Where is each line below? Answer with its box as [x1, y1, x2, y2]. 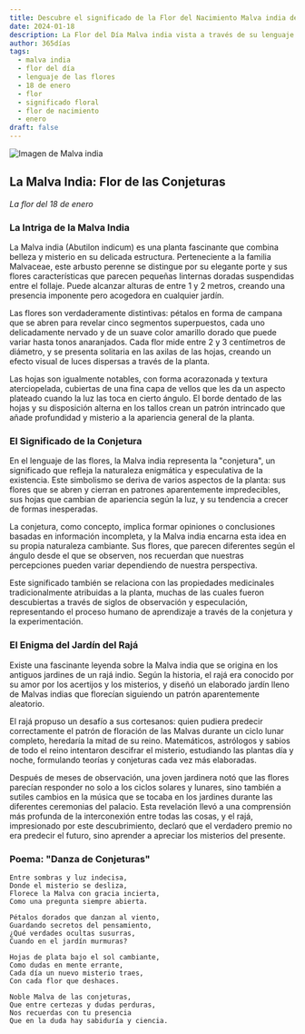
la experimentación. [9, 616, 84, 627]
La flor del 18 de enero [9, 198, 93, 209]
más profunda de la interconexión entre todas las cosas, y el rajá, [9, 810, 253, 821]
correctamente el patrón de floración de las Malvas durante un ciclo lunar [9, 725, 284, 736]
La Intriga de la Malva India [9, 221, 130, 234]
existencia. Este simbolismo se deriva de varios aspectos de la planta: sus [9, 474, 286, 486]
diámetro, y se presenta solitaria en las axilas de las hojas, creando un [9, 346, 272, 357]
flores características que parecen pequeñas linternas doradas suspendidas [9, 271, 295, 282]
